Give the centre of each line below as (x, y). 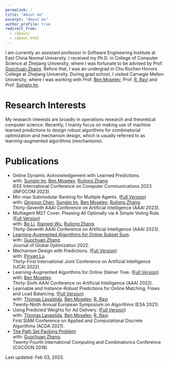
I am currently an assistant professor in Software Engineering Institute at (80, 52)
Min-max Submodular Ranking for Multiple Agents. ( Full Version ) (79, 197)
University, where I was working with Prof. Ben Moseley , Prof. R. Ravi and (81, 79)
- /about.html (24, 38)
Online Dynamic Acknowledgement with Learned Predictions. (76, 175)
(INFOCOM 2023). (32, 191)
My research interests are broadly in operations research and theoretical (80, 119)
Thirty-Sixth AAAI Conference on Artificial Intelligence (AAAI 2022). (83, 283)
